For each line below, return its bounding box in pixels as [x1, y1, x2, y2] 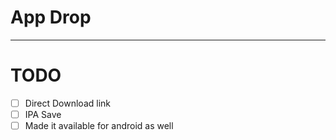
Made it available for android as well [24, 120, 174, 131]
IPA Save [24, 108, 62, 120]
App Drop [10, 6, 92, 29]
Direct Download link [24, 97, 111, 109]
